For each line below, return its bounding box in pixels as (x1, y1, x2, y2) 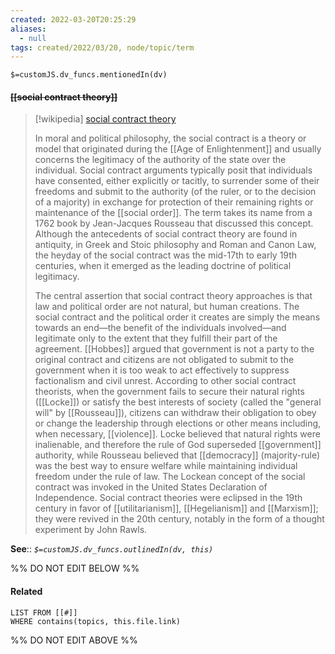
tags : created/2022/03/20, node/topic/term (10, 42, 195, 53)
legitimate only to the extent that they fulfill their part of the (34, 332, 278, 345)
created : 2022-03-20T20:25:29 (10, 14, 137, 25)
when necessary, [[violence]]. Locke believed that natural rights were (34, 428, 321, 440)
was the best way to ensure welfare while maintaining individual (34, 460, 298, 472)
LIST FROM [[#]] (10, 607, 78, 618)
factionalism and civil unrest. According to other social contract (34, 375, 297, 387)
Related (10, 586, 43, 598)
